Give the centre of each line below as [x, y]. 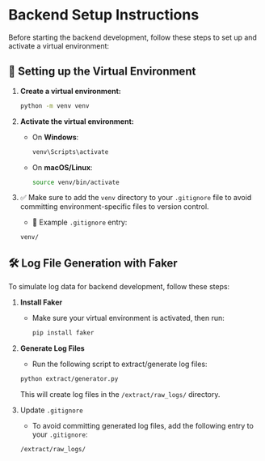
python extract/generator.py [69, 379]
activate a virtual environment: [59, 45]
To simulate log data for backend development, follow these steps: [119, 287]
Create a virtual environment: [70, 91]
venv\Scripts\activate [70, 152]
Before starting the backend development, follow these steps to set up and [132, 37]
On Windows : [55, 137]
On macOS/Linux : [62, 167]
